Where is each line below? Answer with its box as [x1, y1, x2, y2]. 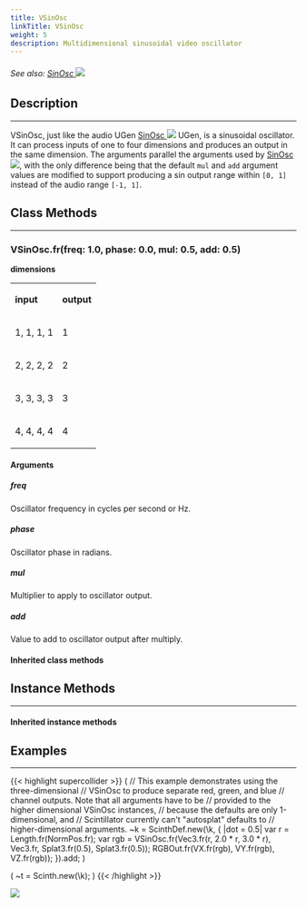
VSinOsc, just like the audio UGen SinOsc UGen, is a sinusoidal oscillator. [10, 129, 295, 141]
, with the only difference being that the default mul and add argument [19, 160, 279, 171]
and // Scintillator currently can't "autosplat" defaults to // [59, 814, 275, 825]
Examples [10, 743, 67, 758]
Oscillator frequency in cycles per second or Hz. [10, 503, 192, 514]
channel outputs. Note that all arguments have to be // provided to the [10, 795, 271, 806]
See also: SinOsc [10, 67, 74, 78]
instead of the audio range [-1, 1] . [10, 179, 143, 190]
